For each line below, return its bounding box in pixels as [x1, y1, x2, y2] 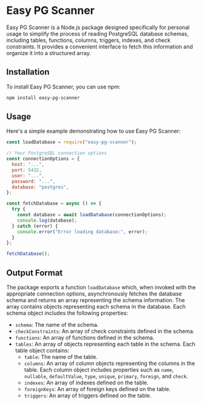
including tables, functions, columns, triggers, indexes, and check [6, 36, 171, 44]
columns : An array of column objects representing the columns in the [24, 360, 195, 367]
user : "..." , [12, 173, 45, 179]
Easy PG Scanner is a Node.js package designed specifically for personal [6, 24, 190, 31]
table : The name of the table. [24, 354, 98, 360]
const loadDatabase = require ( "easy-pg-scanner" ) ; [6, 139, 137, 145]
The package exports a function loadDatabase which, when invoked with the [6, 284, 196, 291]
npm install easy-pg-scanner [6, 94, 80, 100]
